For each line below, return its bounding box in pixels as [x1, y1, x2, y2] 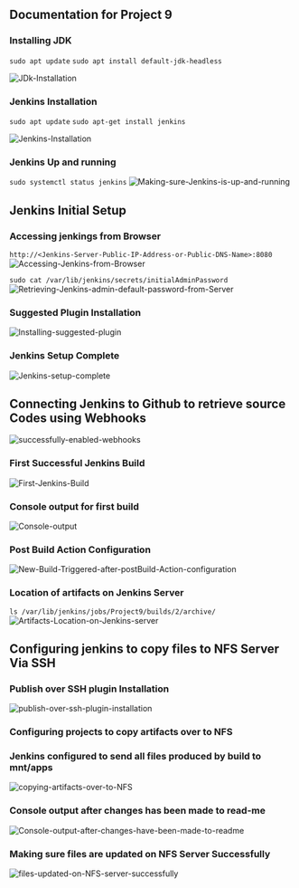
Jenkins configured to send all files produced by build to [9, 750, 262, 763]
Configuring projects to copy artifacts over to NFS [9, 726, 233, 739]
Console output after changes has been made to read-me [9, 805, 266, 817]
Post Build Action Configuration [9, 543, 152, 556]
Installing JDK [9, 34, 72, 47]
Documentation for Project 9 [9, 7, 173, 23]
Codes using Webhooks [9, 410, 147, 425]
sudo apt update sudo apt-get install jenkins [9, 117, 186, 126]
